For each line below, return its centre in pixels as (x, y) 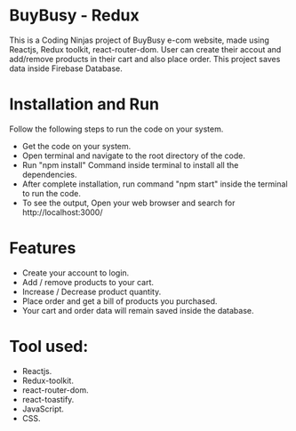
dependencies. (49, 174)
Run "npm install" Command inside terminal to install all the (130, 164)
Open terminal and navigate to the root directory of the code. (134, 156)
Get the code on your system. (76, 146)
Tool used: (49, 347)
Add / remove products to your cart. (88, 282)
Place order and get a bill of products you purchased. (120, 301)
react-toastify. (48, 399)
